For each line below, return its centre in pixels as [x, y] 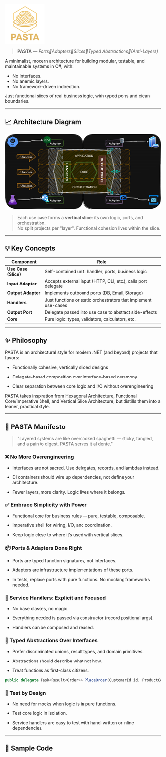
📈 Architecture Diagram [43, 122]
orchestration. [31, 223]
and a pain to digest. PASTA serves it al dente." [65, 444]
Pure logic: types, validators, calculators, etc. [90, 319]
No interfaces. [27, 76]
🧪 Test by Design [26, 693]
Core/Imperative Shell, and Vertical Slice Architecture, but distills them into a [83, 401]
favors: [12, 358]
